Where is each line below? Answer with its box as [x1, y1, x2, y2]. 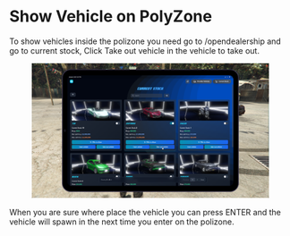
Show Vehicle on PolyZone [9, 6, 213, 27]
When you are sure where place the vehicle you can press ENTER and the [9, 206, 282, 217]
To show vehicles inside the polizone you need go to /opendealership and [9, 36, 282, 46]
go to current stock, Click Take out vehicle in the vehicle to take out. [9, 45, 260, 55]
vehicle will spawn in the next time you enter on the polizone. [9, 216, 235, 227]
